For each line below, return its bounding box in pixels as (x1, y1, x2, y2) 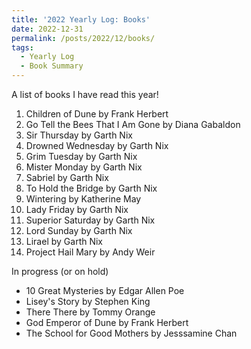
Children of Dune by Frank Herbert (25, 108, 169, 120)
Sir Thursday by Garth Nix (25, 129, 133, 141)
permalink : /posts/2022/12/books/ (11, 33, 156, 43)
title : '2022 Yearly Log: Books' (11, 14, 151, 25)
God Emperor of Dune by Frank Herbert (25, 317, 189, 328)
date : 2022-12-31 (11, 24, 84, 34)
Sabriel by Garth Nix (25, 172, 109, 183)
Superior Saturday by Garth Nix (25, 214, 156, 226)
